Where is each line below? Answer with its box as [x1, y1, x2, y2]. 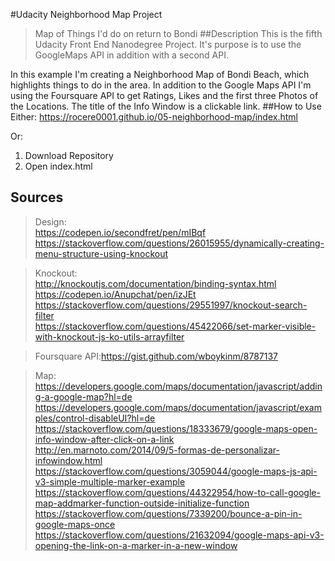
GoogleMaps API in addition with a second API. [34, 49, 230, 61]
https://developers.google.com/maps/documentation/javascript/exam [34, 401, 322, 413]
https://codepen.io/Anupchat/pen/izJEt [34, 288, 197, 300]
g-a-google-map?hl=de [34, 390, 133, 403]
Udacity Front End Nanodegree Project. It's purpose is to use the [34, 39, 302, 50]
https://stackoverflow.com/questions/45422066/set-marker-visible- [34, 320, 317, 332]
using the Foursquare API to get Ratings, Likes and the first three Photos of [10, 90, 319, 101]
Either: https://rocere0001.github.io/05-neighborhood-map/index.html [10, 111, 298, 123]
